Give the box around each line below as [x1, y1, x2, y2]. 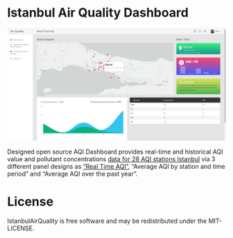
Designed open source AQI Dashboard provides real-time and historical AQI [7, 147, 223, 156]
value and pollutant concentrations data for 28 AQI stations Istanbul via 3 [7, 155, 216, 163]
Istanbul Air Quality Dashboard [7, 5, 189, 21]
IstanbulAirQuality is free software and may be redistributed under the [7, 217, 207, 226]
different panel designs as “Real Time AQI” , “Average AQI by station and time [7, 163, 225, 171]
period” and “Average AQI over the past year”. [7, 170, 138, 178]
